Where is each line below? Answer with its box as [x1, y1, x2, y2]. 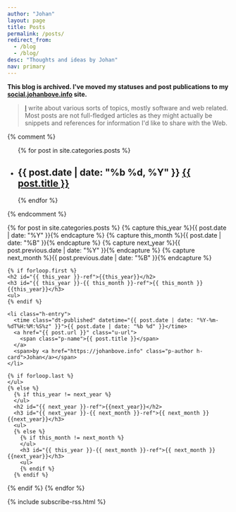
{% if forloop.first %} [7, 267, 77, 274]
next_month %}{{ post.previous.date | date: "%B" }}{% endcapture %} [7, 254, 212, 262]
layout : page [7, 17, 46, 24]
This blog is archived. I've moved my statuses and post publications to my [7, 82, 229, 91]
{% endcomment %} [7, 210, 67, 219]
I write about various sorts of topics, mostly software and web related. [24, 103, 228, 112]
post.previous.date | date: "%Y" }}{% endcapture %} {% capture [7, 246, 195, 255]
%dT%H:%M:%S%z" [7, 323, 52, 330]
